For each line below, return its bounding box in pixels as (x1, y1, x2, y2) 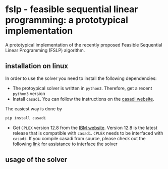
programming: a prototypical (5, 14, 129, 26)
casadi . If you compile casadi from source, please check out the (12, 135, 146, 141)
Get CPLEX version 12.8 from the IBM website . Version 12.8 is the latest (12, 124, 158, 131)
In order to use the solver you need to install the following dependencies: (5, 75, 157, 81)
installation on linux (5, 62, 69, 70)
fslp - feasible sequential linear (5, 4, 138, 15)
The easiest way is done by (5, 105, 62, 112)
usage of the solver (5, 155, 68, 164)
